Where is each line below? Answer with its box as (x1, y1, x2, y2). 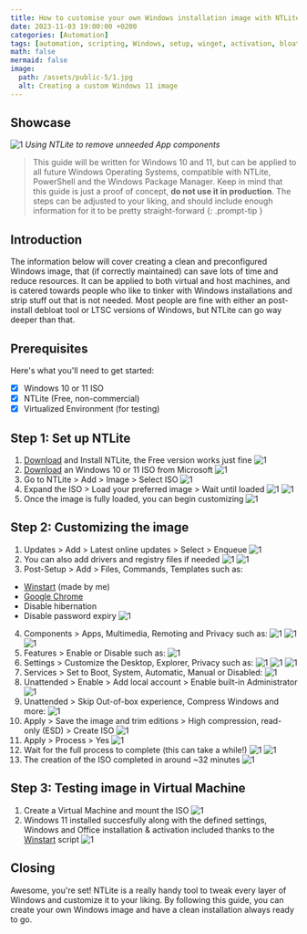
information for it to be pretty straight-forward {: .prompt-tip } (32, 205, 263, 216)
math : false (10, 47, 56, 57)
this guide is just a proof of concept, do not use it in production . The (32, 186, 292, 197)
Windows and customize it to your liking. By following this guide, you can (10, 894, 284, 905)
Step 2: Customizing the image (10, 519, 189, 535)
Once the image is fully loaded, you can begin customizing (23, 494, 244, 505)
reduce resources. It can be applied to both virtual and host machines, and (10, 276, 291, 287)
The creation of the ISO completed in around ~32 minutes (23, 754, 240, 765)
